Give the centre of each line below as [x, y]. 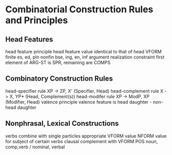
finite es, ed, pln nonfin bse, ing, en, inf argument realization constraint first [85, 57]
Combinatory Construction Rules [59, 79]
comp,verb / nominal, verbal [35, 147]
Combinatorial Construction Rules [79, 9]
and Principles [37, 20]
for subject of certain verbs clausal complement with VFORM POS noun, [82, 141]
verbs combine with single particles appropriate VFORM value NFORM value [86, 136]
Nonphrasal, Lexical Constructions [62, 123]
